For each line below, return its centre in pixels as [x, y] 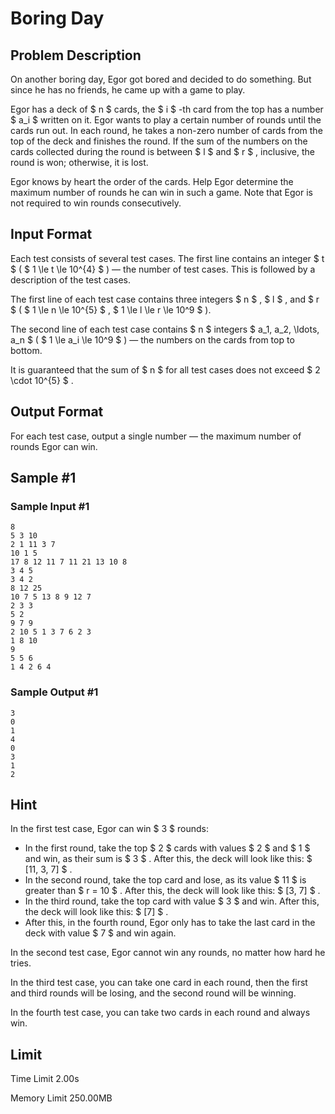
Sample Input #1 [50, 506]
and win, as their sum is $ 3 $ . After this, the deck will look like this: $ [168, 859]
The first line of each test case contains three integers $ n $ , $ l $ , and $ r [165, 299]
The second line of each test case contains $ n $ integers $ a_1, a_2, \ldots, [165, 329]
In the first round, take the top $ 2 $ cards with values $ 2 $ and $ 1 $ [167, 848]
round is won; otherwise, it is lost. [79, 162]
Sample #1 [43, 478]
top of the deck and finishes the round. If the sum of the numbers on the [159, 141]
